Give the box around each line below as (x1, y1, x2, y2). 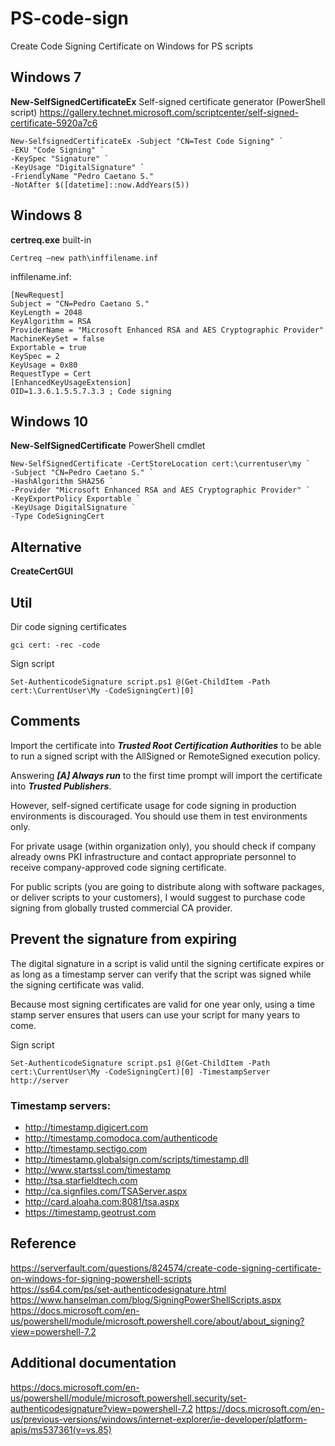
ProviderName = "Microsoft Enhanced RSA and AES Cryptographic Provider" (10, 325, 325, 335)
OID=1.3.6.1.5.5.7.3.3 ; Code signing (10, 386, 172, 396)
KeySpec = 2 (10, 351, 60, 361)
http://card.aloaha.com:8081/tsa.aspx (24, 1195, 180, 1207)
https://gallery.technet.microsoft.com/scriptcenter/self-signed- (39, 106, 299, 118)
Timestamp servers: (10, 1098, 112, 1112)
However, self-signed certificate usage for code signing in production (10, 799, 297, 811)
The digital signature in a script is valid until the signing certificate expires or (10, 957, 325, 969)
